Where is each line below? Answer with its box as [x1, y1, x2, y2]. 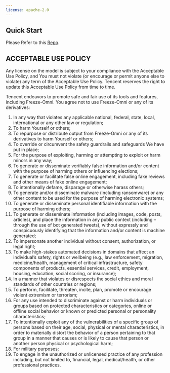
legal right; [13, 244, 36, 250]
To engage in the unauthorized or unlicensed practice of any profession [13, 351, 163, 357]
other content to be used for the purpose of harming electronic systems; [13, 195, 164, 201]
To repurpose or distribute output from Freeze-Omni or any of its [13, 130, 148, 137]
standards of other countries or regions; [13, 281, 97, 287]
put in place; [13, 146, 39, 153]
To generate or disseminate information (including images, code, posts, [13, 211, 162, 217]
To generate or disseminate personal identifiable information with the [13, 201, 157, 207]
